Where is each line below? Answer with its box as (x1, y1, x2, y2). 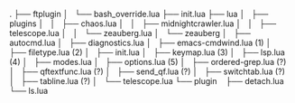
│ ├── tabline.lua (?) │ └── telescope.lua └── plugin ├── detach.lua (9, 76, 284, 86)
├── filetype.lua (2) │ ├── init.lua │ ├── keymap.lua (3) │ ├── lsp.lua (9, 47, 286, 58)
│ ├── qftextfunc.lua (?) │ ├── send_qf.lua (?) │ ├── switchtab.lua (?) (9, 66, 286, 77)
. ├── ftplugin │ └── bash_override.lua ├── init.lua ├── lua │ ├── (9, 9, 269, 19)
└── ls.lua (9, 86, 49, 96)
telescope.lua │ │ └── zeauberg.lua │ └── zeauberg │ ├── (9, 28, 251, 38)
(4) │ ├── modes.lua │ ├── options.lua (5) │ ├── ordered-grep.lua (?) (9, 57, 287, 67)
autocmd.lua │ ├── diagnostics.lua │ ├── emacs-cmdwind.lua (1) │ (9, 37, 272, 48)
